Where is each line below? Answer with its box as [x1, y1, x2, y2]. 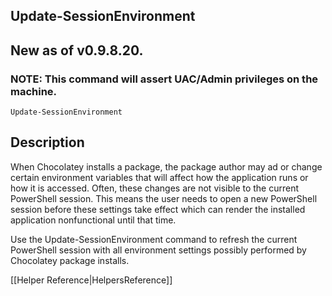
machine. [10, 84, 58, 98]
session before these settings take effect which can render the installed [10, 203, 306, 215]
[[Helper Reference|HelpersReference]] [10, 274, 173, 286]
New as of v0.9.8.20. [10, 42, 144, 59]
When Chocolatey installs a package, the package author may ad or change [10, 160, 323, 173]
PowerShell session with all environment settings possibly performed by [10, 244, 307, 256]
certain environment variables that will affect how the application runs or [10, 171, 309, 183]
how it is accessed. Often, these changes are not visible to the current [10, 182, 300, 194]
